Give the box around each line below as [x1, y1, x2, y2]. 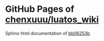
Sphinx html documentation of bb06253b [5, 30, 90, 36]
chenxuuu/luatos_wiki [5, 14, 99, 25]
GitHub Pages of [5, 3, 74, 15]
